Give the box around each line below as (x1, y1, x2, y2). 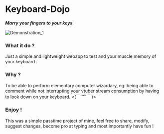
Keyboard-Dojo (5, 3, 70, 15)
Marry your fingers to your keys (5, 20, 73, 26)
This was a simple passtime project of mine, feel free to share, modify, (5, 118, 150, 124)
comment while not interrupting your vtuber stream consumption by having (5, 88, 160, 94)
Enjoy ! (5, 106, 22, 113)
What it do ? (5, 42, 35, 49)
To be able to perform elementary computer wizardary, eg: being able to (5, 82, 154, 88)
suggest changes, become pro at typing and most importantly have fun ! (5, 123, 154, 129)
